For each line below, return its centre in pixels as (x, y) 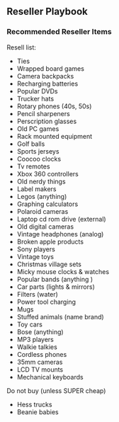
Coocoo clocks (39, 159)
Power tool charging (46, 302)
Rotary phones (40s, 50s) (54, 106)
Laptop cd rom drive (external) (62, 219)
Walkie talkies (37, 347)
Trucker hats (35, 98)
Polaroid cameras (42, 211)
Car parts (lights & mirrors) (56, 287)
